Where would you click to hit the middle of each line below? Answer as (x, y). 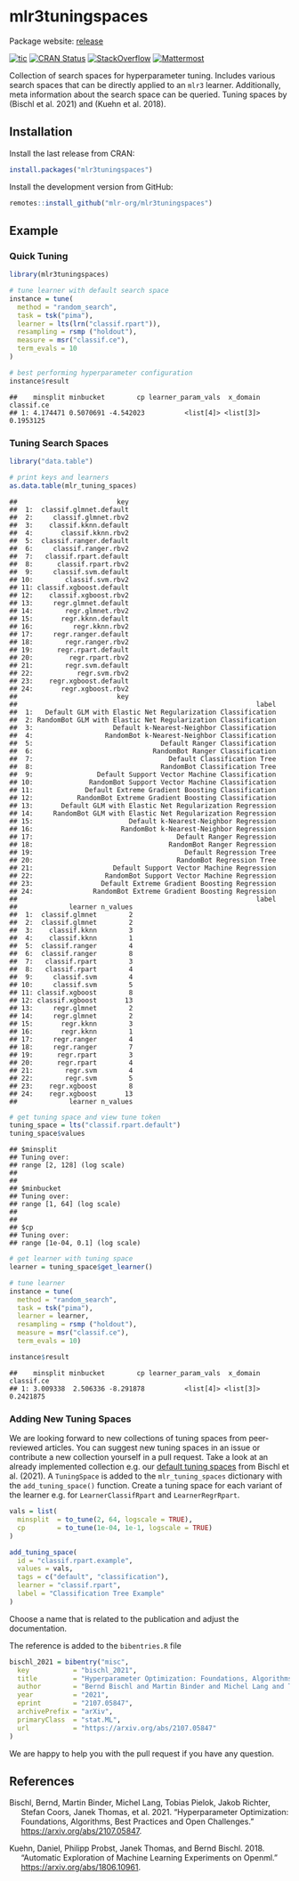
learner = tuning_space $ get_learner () (81, 1267)
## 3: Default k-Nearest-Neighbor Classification (143, 727)
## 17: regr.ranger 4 (71, 1039)
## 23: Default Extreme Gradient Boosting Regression (143, 883)
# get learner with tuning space (71, 1259)
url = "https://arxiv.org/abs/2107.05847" (117, 1728)
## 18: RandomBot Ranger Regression (143, 844)
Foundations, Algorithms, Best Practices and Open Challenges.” (137, 1821)
